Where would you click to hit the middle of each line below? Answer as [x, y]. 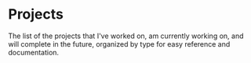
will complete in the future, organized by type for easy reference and [119, 44]
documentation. [34, 52]
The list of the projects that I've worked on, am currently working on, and [126, 36]
